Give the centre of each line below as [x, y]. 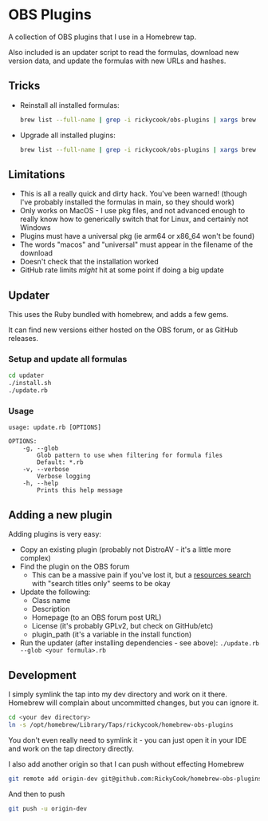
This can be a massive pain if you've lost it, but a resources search [141, 575]
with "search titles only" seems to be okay [101, 584]
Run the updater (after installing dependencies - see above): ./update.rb [139, 643]
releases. [23, 339]
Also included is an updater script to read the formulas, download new [124, 52]
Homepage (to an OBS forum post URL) [97, 617]
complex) [35, 558]
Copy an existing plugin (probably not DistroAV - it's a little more [125, 549]
